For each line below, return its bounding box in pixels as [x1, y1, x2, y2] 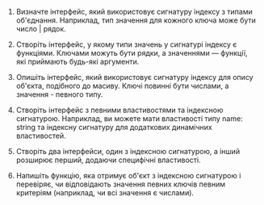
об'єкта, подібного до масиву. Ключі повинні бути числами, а [15, 81, 229, 90]
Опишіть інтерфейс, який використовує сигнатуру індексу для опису [15, 73, 254, 82]
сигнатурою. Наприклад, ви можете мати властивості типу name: [15, 114, 244, 123]
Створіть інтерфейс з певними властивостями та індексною [15, 105, 224, 115]
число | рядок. [15, 24, 66, 33]
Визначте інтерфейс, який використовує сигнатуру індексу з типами [15, 7, 253, 16]
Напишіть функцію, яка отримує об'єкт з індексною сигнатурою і [15, 171, 241, 180]
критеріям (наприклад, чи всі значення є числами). [15, 188, 195, 197]
